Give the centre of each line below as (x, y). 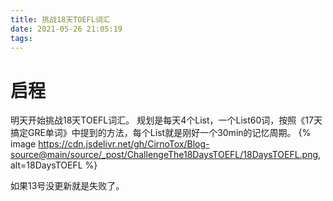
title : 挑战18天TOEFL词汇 (60, 19)
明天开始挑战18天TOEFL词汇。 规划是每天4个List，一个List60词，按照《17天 (166, 120)
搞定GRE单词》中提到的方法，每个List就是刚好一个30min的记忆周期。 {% (161, 133)
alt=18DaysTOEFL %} (54, 165)
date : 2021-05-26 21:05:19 (66, 29)
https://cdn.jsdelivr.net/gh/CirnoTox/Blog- (124, 144)
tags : (21, 38)
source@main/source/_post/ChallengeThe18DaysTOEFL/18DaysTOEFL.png (164, 155)
